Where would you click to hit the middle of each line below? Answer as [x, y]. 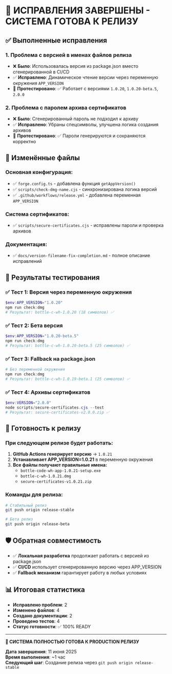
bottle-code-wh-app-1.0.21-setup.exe [61, 471]
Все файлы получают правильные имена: [60, 465]
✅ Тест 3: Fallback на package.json [50, 359]
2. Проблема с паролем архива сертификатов [66, 107]
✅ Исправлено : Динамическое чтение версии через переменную [85, 77]
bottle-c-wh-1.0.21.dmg [46, 476]
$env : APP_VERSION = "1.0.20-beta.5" [42, 336]
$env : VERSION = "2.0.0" [28, 402]
